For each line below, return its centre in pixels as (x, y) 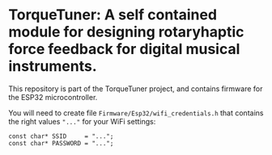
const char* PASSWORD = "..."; (61, 143)
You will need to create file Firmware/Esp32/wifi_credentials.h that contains (136, 113)
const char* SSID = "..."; (61, 136)
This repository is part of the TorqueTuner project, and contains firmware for (136, 88)
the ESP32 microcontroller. (53, 97)
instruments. (53, 67)
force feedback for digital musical (124, 49)
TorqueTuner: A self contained (113, 15)
